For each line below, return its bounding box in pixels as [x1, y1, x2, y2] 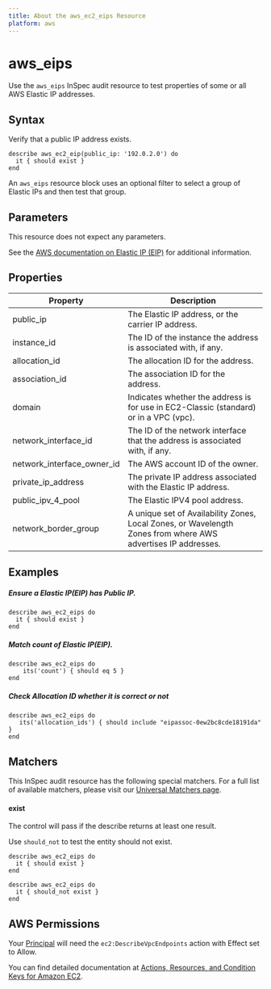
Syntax [8, 112, 45, 126]
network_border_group [12, 522, 99, 534]
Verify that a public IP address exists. [8, 134, 131, 144]
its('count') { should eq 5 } [23, 667, 125, 675]
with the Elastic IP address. [127, 481, 230, 492]
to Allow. [8, 947, 37, 957]
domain [12, 401, 41, 412]
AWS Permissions [8, 917, 100, 931]
